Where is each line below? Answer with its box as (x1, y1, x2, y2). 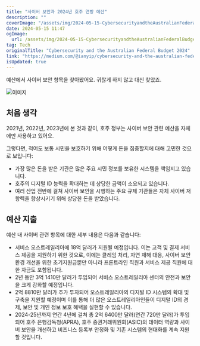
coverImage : (6, 20, 36, 26)
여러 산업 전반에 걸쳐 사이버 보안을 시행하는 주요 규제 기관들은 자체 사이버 (14, 188, 185, 195)
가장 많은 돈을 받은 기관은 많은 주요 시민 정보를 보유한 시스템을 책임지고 (14, 165, 180, 172)
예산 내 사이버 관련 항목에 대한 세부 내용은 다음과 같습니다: (6, 231, 141, 238)
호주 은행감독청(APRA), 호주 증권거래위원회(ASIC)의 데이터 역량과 (26, 319, 179, 326)
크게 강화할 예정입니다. (21, 281, 74, 289)
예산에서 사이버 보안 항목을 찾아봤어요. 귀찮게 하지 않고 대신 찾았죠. (6, 76, 162, 83)
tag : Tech (6, 42, 31, 48)
